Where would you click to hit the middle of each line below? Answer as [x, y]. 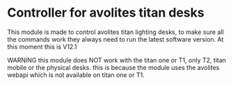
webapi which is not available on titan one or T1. [76, 75]
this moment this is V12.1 [42, 46]
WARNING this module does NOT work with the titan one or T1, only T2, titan [117, 60]
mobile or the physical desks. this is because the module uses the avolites [113, 67]
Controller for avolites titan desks [106, 13]
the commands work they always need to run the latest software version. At [115, 39]
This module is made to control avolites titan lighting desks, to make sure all [115, 32]
